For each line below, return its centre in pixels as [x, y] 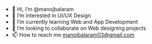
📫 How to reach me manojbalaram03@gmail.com [73, 35]
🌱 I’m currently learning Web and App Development [75, 22]
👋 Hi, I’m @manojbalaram [43, 9]
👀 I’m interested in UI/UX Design [51, 15]
